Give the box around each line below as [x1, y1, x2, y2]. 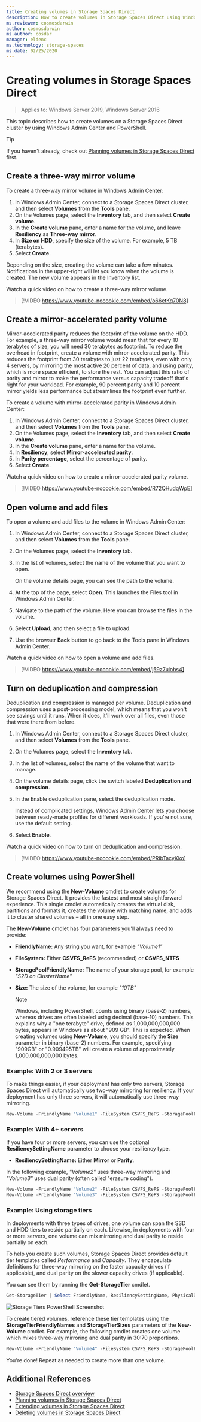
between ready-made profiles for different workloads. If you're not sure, [14, 813, 193, 821]
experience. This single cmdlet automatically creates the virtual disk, [6, 900, 175, 907]
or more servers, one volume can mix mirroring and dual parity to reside [6, 1232, 184, 1240]
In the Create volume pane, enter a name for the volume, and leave [14, 224, 181, 231]
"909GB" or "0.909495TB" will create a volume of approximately [14, 1045, 175, 1052]
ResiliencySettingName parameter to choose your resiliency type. [6, 1145, 170, 1152]
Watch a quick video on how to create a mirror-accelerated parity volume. [6, 473, 188, 480]
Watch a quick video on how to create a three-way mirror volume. [6, 285, 168, 292]
